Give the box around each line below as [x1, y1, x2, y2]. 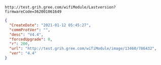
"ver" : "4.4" [9, 51, 37, 56]
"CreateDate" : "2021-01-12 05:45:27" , [9, 23, 92, 28]
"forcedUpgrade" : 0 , [9, 37, 53, 42]
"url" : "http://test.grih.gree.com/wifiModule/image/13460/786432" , [9, 46, 157, 51]
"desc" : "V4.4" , [9, 32, 44, 37]
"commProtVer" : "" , [9, 27, 51, 32]
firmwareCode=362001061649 [5, 9, 62, 14]
